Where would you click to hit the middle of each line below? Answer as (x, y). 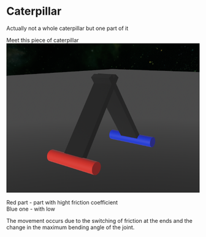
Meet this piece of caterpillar (43, 40)
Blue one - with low (31, 209)
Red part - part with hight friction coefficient (62, 203)
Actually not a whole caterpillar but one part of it (67, 28)
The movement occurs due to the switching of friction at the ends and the (100, 221)
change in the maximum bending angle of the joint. (71, 227)
